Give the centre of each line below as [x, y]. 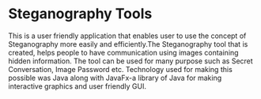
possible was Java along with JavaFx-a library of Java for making [115, 78]
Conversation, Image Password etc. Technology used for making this [121, 69]
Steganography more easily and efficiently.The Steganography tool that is [128, 44]
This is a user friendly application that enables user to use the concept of [127, 36]
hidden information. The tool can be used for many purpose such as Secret [130, 61]
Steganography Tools [80, 14]
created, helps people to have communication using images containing [123, 52]
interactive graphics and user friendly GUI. [77, 86]
